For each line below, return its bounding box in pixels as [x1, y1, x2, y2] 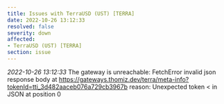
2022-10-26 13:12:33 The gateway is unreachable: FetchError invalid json [7, 67, 216, 76]
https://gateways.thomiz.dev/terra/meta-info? [58, 75, 189, 83]
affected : [7, 36, 36, 43]
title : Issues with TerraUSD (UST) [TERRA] [7, 10, 135, 17]
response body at [7, 75, 58, 83]
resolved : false [7, 23, 54, 30]
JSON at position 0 [7, 89, 61, 98]
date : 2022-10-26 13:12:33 [7, 17, 85, 24]
